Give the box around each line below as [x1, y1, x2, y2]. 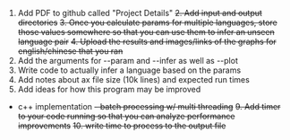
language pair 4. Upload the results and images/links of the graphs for [17, 36, 277, 47]
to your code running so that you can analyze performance [17, 111, 235, 121]
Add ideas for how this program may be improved [17, 84, 201, 94]
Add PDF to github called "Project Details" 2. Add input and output [17, 8, 262, 18]
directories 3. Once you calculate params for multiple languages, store [17, 17, 277, 28]
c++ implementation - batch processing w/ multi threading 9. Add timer [17, 101, 281, 111]
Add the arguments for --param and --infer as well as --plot [17, 56, 239, 66]
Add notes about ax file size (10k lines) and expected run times [17, 74, 251, 84]
